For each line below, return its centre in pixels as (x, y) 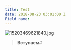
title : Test (17, 10)
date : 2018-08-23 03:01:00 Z (35, 14)
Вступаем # (30, 43)
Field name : (17, 19)
